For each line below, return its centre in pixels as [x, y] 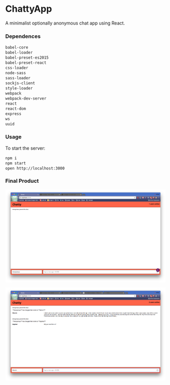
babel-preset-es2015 [27, 58]
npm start [16, 163]
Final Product [22, 181]
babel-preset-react [26, 63]
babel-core [17, 47]
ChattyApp [29, 9]
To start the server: [25, 148]
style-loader [19, 88]
